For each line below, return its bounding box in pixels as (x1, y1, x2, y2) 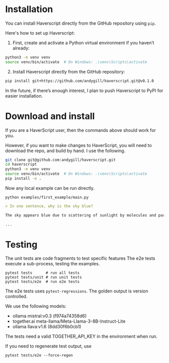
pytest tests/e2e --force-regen (5, 353, 73, 358)
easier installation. (5, 93, 43, 99)
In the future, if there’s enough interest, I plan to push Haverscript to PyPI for (5, 87, 163, 94)
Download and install (5, 110, 95, 122)
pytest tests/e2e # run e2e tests (5, 279, 80, 284)
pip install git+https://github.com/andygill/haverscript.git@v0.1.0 (5, 78, 154, 84)
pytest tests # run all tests (5, 270, 80, 275)
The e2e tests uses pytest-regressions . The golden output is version (5, 288, 148, 294)
